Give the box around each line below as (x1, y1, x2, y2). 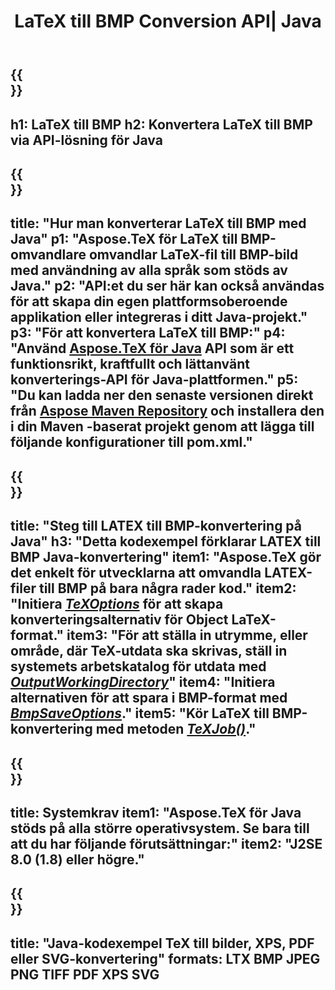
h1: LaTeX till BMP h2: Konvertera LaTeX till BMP (10, 116, 313, 133)
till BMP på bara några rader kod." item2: (38, 580, 297, 597)
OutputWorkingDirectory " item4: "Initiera (10, 674, 276, 691)
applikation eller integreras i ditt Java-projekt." (10, 309, 308, 326)
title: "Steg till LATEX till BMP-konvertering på (10, 518, 303, 535)
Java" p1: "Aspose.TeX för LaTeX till (10, 231, 238, 248)
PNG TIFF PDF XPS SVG (10, 966, 160, 983)
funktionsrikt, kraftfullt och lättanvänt (10, 356, 250, 373)
